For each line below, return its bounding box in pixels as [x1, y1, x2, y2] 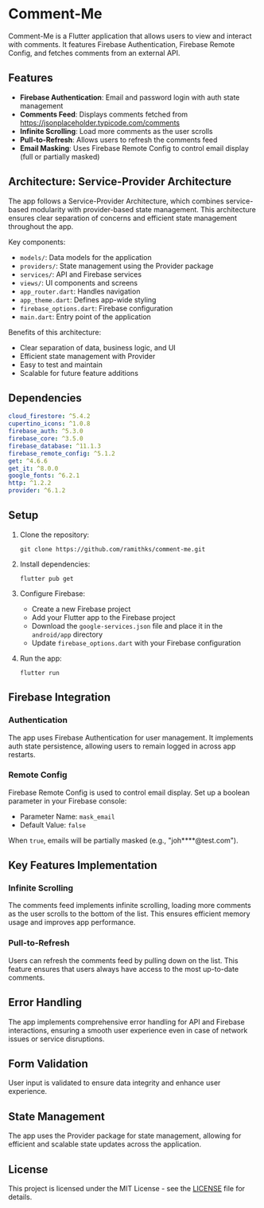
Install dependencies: [19, 559, 91, 569]
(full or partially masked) [19, 152, 100, 161]
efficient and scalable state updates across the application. [8, 1139, 202, 1149]
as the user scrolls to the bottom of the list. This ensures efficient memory [8, 909, 250, 918]
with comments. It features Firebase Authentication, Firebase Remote [8, 39, 235, 49]
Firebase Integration [8, 691, 111, 705]
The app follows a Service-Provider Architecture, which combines [8, 196, 224, 206]
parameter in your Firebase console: [8, 795, 127, 806]
